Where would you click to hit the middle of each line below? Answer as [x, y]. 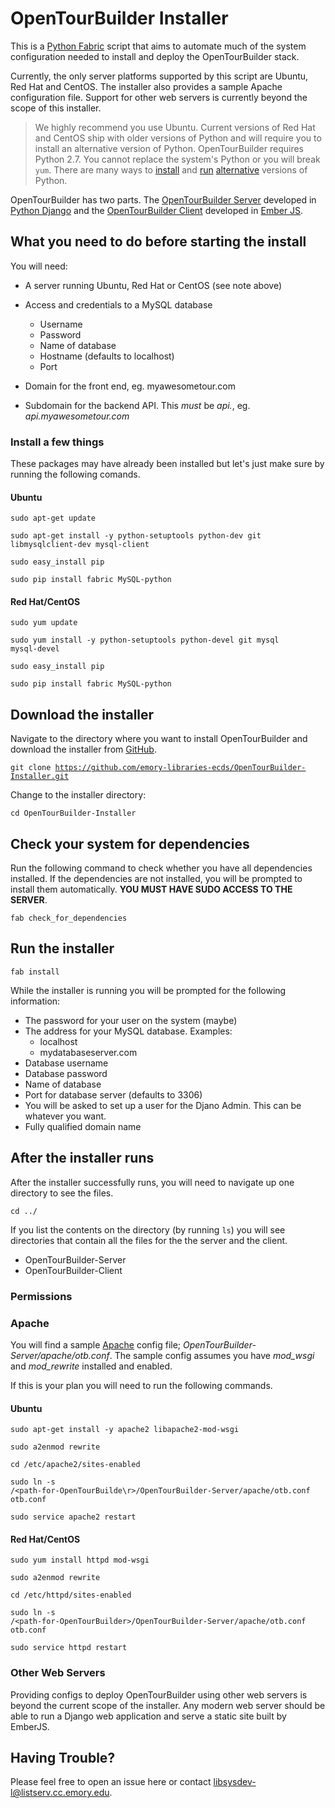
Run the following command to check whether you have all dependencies [161, 868]
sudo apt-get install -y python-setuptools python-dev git [136, 536]
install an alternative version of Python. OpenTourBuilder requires [169, 148]
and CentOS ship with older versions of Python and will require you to [178, 138]
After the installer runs [82, 1158]
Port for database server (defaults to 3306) [113, 1094]
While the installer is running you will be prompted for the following [148, 990]
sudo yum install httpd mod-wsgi [80, 1560]
